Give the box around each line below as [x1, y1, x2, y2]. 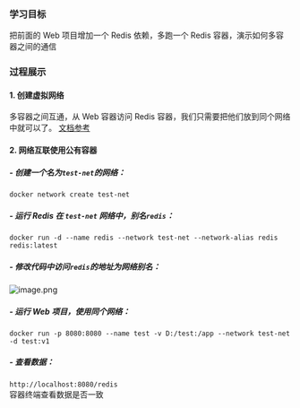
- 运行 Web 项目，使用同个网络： [9, 306, 131, 317]
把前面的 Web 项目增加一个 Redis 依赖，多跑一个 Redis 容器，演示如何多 [9, 30, 277, 41]
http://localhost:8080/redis [9, 379, 118, 389]
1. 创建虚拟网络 [9, 90, 64, 100]
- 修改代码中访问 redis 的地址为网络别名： [9, 261, 161, 272]
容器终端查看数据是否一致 [9, 388, 104, 400]
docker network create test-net [9, 190, 130, 199]
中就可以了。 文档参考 [9, 123, 90, 134]
